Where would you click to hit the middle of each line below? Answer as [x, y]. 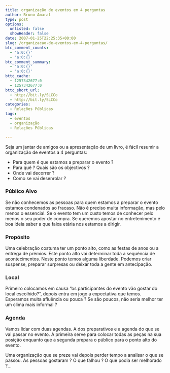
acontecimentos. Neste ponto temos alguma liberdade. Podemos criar [78, 259]
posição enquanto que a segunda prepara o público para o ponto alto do [81, 340]
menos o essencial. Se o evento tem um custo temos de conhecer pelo [79, 213]
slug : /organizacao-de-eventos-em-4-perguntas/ [57, 43]
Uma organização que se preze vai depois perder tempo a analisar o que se [84, 355]
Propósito [18, 237]
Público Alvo [21, 191]
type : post [17, 19]
